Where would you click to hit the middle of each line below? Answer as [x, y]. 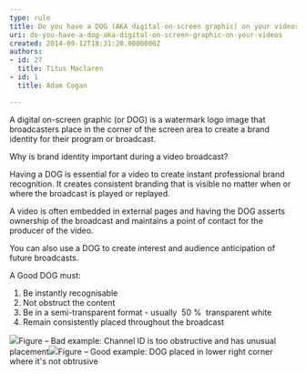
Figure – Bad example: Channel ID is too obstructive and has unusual [147, 340]
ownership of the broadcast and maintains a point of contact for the [137, 220]
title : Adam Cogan [53, 86]
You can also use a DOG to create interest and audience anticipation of [143, 248]
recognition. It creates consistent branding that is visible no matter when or [150, 184]
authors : [26, 52]
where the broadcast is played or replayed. [90, 193]
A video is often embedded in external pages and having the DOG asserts [147, 211]
